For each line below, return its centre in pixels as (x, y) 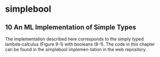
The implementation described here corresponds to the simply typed (74, 39)
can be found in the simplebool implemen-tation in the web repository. (76, 49)
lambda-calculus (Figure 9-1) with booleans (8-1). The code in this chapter (80, 44)
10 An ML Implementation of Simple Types (70, 27)
